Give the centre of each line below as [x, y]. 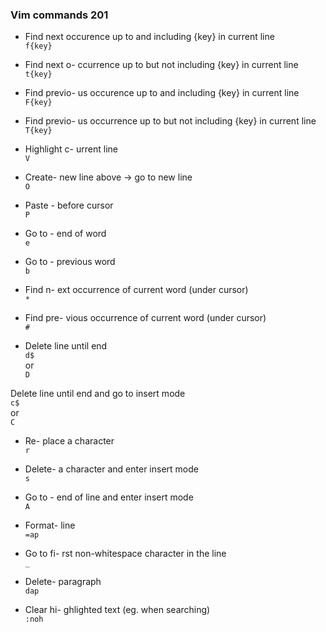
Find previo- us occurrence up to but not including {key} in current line [170, 121]
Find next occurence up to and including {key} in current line [149, 37]
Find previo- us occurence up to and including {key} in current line [162, 93]
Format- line [50, 525]
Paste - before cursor [69, 205]
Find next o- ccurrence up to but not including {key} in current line [161, 65]
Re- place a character [69, 441]
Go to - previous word [70, 262]
